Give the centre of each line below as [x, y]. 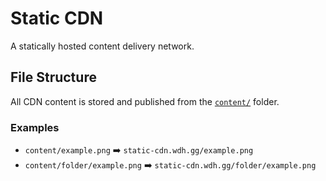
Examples [35, 127]
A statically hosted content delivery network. [102, 46]
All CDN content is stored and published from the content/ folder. [145, 101]
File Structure [53, 77]
